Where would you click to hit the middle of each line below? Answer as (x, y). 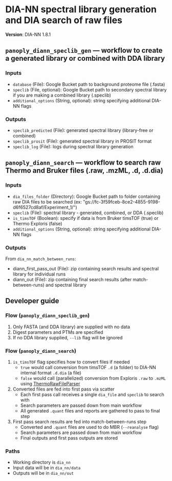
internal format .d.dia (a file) (51, 373)
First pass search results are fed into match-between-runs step (80, 421)
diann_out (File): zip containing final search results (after (72, 279)
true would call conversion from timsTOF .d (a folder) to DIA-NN (88, 367)
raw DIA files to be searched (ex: (47, 202)
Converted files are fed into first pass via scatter (64, 389)
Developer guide (32, 301)
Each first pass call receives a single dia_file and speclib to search (92, 394)
